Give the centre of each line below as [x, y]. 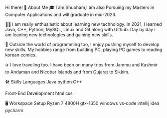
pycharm [14, 110]
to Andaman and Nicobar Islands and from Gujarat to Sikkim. [67, 72]
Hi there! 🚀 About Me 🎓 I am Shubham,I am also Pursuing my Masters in [80, 7]
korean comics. [21, 55]
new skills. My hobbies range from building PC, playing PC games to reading [84, 50]
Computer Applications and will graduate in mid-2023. [61, 15]
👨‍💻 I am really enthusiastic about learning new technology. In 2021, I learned [83, 24]
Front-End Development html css [39, 93]
